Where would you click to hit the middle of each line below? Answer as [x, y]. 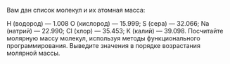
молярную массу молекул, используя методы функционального [104, 38]
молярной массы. [33, 53]
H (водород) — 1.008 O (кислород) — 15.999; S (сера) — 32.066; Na [108, 23]
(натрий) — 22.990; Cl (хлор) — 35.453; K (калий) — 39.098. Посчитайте [115, 31]
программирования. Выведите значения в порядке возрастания [104, 46]
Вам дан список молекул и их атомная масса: [76, 10]
